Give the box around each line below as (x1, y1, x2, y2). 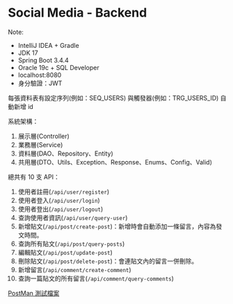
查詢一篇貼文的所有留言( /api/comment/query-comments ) (17, 274, 175, 282)
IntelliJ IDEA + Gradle (17, 41, 79, 49)
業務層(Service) (17, 140, 63, 149)
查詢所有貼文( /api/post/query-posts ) (17, 239, 125, 248)
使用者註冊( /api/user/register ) (17, 187, 110, 196)
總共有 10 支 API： (8, 172, 60, 181)
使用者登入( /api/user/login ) (17, 196, 100, 204)
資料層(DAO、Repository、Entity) (17, 149, 113, 158)
